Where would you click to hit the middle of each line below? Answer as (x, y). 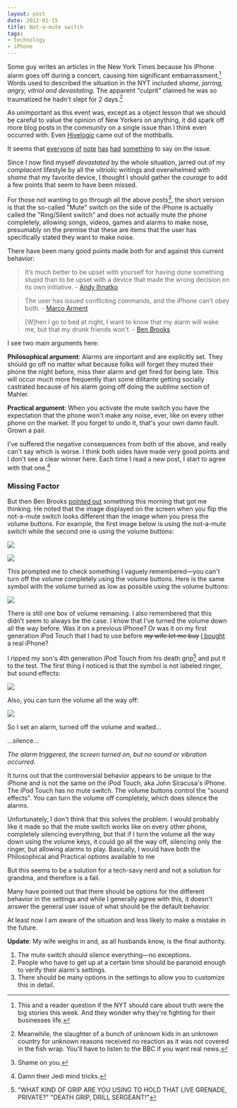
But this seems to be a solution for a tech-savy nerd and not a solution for (114, 870)
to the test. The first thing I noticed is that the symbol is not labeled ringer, (115, 665)
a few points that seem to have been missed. (72, 185)
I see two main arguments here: (53, 343)
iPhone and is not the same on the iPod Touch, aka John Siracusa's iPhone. (117, 783)
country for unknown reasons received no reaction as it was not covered (123, 1041)
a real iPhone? (28, 643)
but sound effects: (34, 673)
